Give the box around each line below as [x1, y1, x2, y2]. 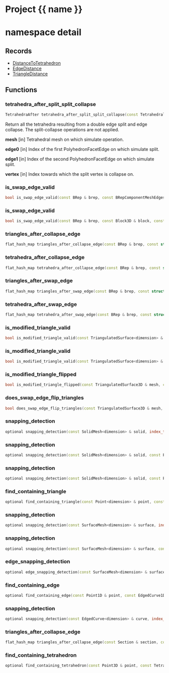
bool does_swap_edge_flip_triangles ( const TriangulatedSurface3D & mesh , [5, 405, 163, 411]
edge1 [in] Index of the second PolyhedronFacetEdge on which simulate [5, 156, 154, 162]
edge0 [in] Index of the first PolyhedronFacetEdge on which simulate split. [5, 146, 159, 152]
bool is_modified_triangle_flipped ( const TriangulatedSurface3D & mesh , [5, 382, 161, 387]
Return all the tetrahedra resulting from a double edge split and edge [5, 121, 147, 127]
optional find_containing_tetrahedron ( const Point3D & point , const [5, 663, 152, 668]
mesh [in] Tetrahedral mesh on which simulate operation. [5, 136, 124, 142]
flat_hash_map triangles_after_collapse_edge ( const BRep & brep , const [5, 242, 158, 247]
